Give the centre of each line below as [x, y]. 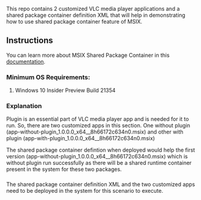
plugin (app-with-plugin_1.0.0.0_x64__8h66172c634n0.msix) [81, 138]
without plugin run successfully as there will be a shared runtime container [99, 163]
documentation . [26, 61]
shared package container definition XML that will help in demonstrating [96, 15]
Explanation [24, 106]
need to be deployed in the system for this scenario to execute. [85, 191]
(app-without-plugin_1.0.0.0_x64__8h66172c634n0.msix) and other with [95, 132]
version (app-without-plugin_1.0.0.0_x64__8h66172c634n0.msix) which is [97, 156]
